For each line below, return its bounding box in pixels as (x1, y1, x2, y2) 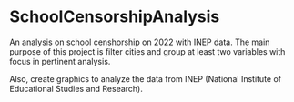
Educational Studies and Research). (9, 83, 143, 94)
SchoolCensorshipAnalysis (9, 6, 220, 27)
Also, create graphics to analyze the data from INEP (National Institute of (9, 73, 282, 84)
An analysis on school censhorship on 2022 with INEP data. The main (9, 36, 270, 47)
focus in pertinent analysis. (9, 56, 111, 66)
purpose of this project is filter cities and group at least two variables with (9, 46, 286, 56)
